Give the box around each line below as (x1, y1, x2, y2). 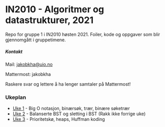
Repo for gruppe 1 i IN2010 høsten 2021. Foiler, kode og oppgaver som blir (5, 31, 160, 37)
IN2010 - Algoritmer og (5, 4, 104, 15)
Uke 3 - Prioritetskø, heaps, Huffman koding (12, 116, 105, 122)
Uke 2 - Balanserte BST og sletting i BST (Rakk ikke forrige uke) (12, 111, 146, 117)
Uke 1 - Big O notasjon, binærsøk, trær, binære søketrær (12, 106, 130, 112)
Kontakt (5, 48, 23, 55)
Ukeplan (5, 93, 26, 100)
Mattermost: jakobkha (5, 71, 51, 77)
